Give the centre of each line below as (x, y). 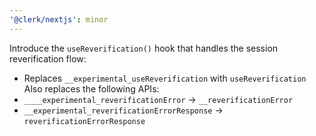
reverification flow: (48, 58)
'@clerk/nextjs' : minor (59, 19)
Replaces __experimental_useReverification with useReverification (165, 78)
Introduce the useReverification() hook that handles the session (144, 48)
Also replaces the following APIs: (91, 88)
